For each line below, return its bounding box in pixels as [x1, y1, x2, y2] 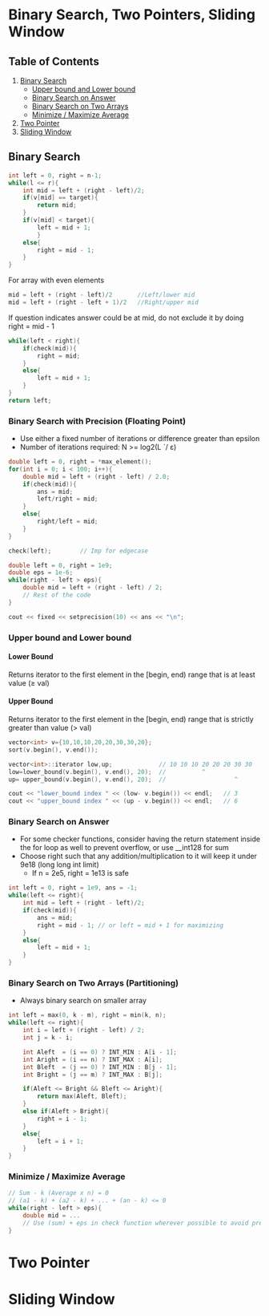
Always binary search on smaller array [19, 996, 147, 1006]
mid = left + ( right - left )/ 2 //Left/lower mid [8, 291, 195, 299]
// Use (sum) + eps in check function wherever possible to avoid [22, 1219, 249, 1227]
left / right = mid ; [37, 495, 98, 503]
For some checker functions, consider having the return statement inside [19, 834, 261, 844]
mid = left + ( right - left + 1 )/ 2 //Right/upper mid [8, 298, 199, 306]
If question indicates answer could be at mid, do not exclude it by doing [8, 313, 244, 322]
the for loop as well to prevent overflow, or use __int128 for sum [19, 843, 230, 852]
